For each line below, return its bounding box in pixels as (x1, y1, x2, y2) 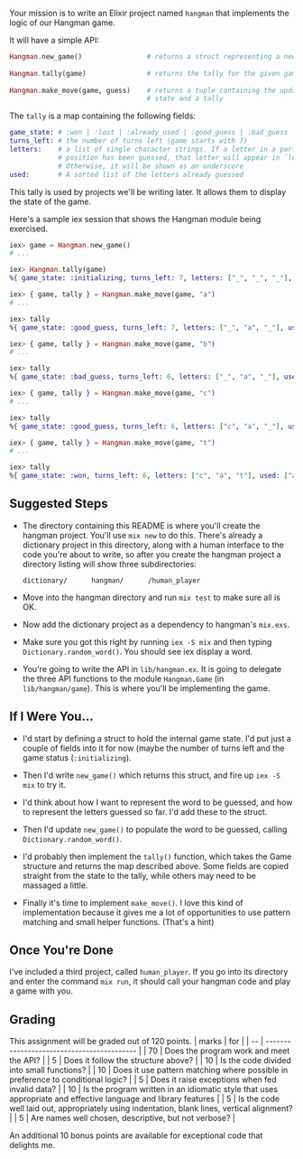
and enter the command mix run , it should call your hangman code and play (9, 976, 291, 987)
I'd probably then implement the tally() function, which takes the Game (22, 851, 292, 862)
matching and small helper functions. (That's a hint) (22, 916, 215, 927)
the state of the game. (9, 196, 92, 207)
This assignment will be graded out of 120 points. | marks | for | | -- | (9, 1036, 264, 1047)
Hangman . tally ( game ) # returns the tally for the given (9, 69, 280, 78)
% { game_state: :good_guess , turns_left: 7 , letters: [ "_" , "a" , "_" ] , (9, 322, 285, 332)
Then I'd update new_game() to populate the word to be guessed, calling (22, 824, 288, 835)
